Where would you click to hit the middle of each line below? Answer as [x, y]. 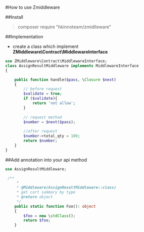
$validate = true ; [43, 94]
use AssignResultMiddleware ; [36, 169]
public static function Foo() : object [55, 206]
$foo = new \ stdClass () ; [50, 216]
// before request [43, 89]
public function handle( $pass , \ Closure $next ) [65, 80]
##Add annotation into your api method [46, 160]
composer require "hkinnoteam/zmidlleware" [64, 27]
